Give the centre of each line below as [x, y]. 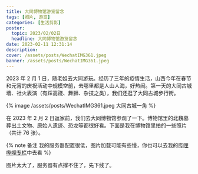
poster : [16, 28]
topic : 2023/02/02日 [36, 34]
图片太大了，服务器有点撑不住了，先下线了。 [60, 165]
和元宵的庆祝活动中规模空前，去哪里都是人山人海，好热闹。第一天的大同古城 [99, 85]
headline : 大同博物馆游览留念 [44, 39]
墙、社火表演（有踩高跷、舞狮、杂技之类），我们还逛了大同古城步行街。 [93, 93]
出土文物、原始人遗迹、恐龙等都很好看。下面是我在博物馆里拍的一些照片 [99, 125]
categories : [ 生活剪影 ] [33, 22]
